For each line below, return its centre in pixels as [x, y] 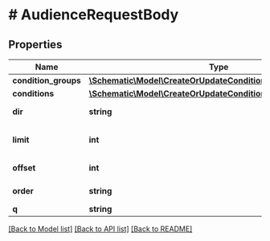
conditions [33, 94]
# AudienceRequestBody [94, 15]
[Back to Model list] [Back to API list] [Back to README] [100, 229]
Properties [35, 45]
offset [24, 168]
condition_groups [47, 80]
